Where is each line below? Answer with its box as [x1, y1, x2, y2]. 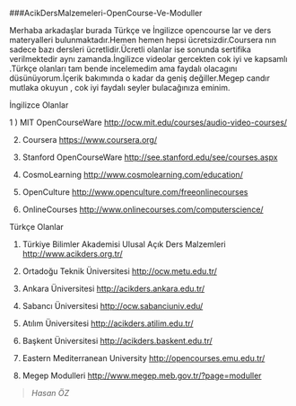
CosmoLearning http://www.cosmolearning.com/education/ [22, 170, 244, 180]
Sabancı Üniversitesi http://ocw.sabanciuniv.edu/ [22, 301, 204, 311]
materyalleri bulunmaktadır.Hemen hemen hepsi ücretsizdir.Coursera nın [9, 35, 276, 45]
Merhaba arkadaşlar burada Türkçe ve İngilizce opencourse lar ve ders [9, 25, 272, 35]
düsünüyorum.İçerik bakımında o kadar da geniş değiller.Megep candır [9, 73, 271, 84]
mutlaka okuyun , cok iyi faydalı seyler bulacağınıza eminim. [9, 83, 231, 93]
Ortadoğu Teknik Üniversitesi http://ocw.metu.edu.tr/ [22, 266, 218, 277]
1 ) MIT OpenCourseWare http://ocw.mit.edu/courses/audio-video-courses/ [9, 117, 288, 128]
